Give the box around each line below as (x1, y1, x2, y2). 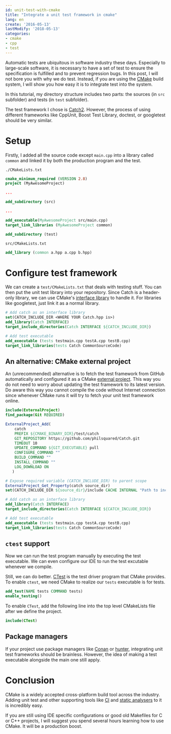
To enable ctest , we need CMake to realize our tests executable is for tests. (5, 579, 165, 585)
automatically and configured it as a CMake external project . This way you (5, 376, 161, 382)
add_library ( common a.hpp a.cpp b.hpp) (5, 250, 93, 255)
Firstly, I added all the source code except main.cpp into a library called (5, 152, 154, 158)
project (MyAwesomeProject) (5, 181, 65, 186)
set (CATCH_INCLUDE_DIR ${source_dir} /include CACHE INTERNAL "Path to (5, 488, 158, 493)
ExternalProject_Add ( (5, 422, 51, 427)
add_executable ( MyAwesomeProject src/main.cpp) (5, 217, 108, 223)
